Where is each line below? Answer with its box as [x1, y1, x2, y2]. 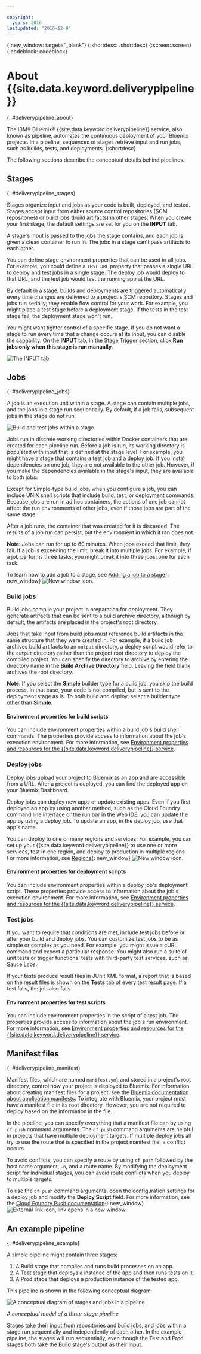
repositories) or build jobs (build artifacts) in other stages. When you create [7, 214, 192, 222]
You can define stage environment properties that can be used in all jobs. [7, 256, 187, 263]
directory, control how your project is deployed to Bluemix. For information [7, 1082, 190, 1090]
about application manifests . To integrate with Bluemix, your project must [7, 1095, 187, 1102]
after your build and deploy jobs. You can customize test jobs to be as [7, 935, 178, 943]
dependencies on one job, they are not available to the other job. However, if [7, 461, 195, 468]
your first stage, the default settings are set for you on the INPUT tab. [7, 220, 178, 228]
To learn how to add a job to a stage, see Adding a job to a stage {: [7, 571, 169, 578]
